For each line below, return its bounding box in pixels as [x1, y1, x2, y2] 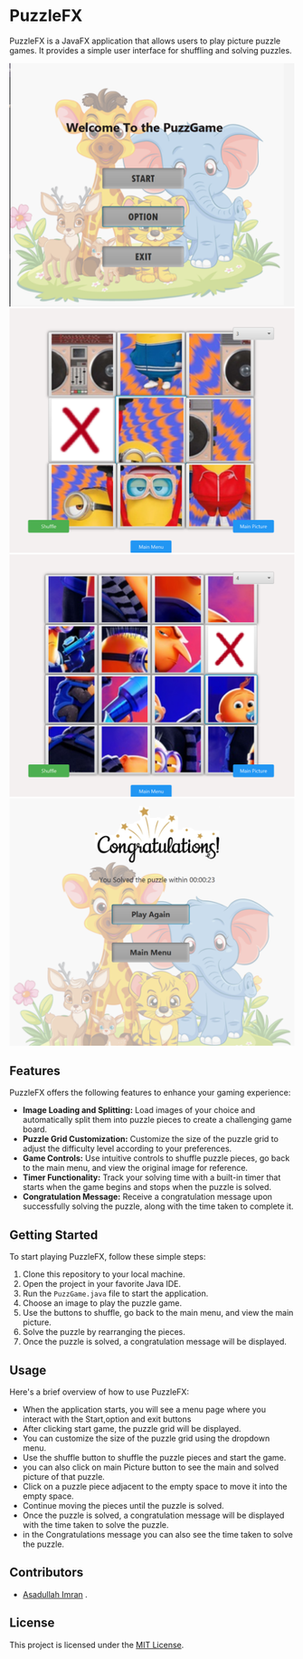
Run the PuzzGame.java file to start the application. [22, 1288, 209, 1299]
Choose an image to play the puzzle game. [22, 1298, 183, 1309]
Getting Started [9, 1227, 99, 1242]
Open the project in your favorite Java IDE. [22, 1279, 182, 1290]
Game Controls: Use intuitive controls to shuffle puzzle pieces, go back [22, 1153, 290, 1164]
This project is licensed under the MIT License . [9, 1639, 185, 1650]
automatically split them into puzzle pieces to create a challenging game [22, 1115, 292, 1126]
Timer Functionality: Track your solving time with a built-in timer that [22, 1172, 281, 1183]
